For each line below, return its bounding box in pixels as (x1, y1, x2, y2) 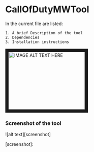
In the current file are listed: (5, 20, 64, 27)
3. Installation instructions (5, 39, 70, 45)
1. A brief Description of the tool (5, 30, 83, 35)
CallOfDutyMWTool (5, 4, 89, 15)
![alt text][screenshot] (5, 132, 51, 138)
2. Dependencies (5, 35, 40, 40)
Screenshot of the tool (5, 119, 62, 126)
